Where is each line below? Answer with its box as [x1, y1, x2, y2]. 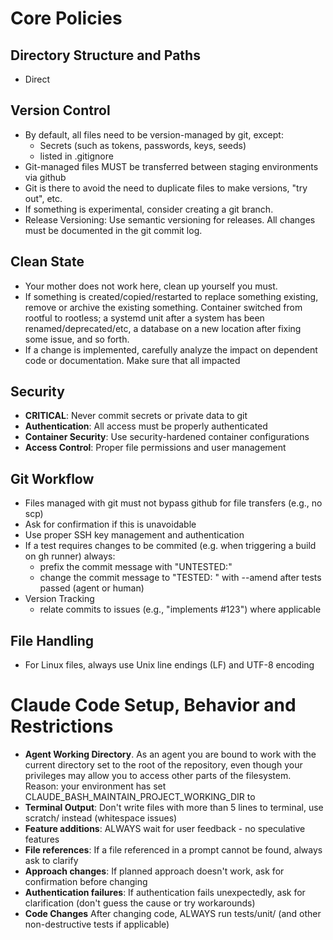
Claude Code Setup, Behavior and [10, 694, 297, 717]
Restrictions [10, 715, 114, 738]
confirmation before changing [24, 876, 148, 887]
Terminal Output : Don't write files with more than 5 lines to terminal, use [24, 802, 324, 813]
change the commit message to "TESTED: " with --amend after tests [39, 572, 322, 584]
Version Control [10, 102, 111, 119]
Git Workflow [10, 470, 95, 487]
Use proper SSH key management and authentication [24, 529, 245, 541]
